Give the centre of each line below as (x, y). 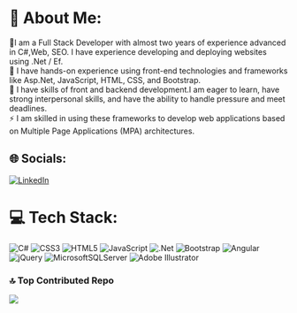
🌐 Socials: (38, 159)
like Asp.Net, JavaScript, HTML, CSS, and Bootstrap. (105, 80)
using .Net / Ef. (36, 61)
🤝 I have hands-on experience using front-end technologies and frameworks (148, 71)
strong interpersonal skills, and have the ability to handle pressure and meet (147, 99)
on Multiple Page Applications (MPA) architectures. (102, 131)
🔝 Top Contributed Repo (62, 280)
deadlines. (28, 108)
